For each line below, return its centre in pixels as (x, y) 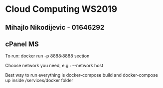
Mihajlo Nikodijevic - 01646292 (55, 27)
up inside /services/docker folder (39, 81)
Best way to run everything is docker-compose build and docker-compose (82, 75)
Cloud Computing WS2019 (61, 9)
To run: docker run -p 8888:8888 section (47, 56)
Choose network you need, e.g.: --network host (54, 66)
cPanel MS (22, 44)
